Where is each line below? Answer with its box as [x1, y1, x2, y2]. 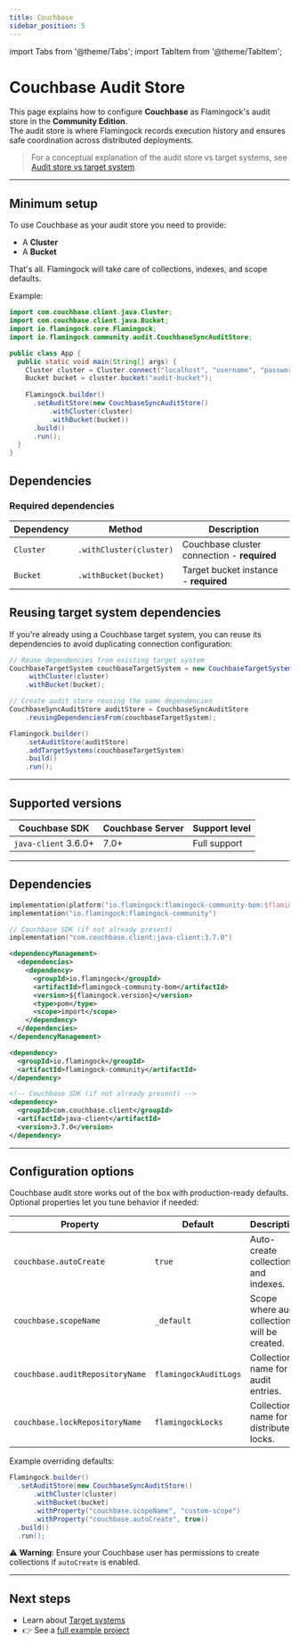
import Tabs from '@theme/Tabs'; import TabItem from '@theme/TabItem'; [9, 46, 283, 56]
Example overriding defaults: [9, 1456, 115, 1466]
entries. [249, 1385, 282, 1398]
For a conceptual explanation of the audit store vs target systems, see [30, 153, 287, 163]
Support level [192, 822, 252, 834]
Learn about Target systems [21, 1615, 126, 1625]
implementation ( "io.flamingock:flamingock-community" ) [9, 909, 217, 917]
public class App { [9, 349, 82, 358]
